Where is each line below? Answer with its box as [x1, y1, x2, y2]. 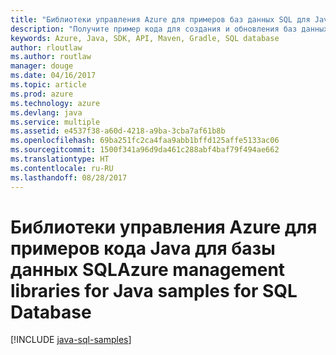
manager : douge [10, 61, 74, 71]
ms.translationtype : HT [10, 154, 110, 164]
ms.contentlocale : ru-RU [10, 163, 114, 173]
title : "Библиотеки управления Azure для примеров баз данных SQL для [10, 14, 311, 25]
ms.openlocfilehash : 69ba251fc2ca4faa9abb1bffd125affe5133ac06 [10, 136, 280, 146]
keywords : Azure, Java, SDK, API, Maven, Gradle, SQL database [10, 33, 280, 43]
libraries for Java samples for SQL [10, 279, 298, 302]
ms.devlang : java [10, 107, 83, 118]
